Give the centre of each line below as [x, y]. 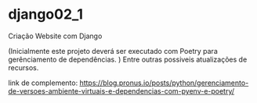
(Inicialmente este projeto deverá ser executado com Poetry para [113, 51]
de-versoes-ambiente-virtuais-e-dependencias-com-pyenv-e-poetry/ [121, 91]
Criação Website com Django [55, 36]
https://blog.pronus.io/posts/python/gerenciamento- [164, 83]
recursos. [24, 67]
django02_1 [46, 14]
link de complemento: [43, 83]
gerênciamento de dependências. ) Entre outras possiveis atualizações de [128, 59]
